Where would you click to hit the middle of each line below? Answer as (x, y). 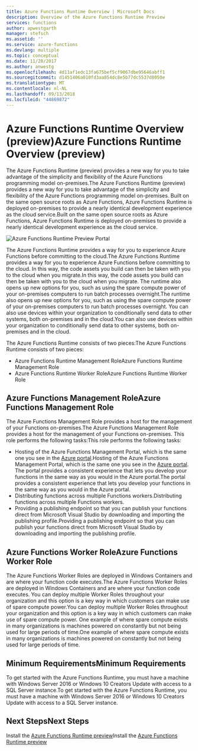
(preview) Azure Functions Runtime (94, 141)
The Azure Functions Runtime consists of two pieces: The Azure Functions (96, 343)
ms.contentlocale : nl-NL (37, 89)
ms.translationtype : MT (35, 83)
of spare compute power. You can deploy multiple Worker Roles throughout (97, 607)
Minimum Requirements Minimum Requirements (96, 663)
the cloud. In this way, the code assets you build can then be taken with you (98, 268)
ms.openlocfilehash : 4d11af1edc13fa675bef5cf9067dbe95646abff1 (86, 72)
